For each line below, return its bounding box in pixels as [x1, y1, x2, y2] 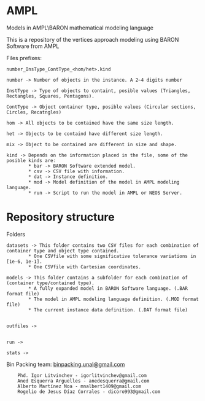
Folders [6, 230, 26, 238]
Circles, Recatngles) [6, 109, 62, 115]
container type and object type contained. [6, 247, 120, 254]
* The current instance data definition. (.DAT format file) [28, 306, 188, 313]
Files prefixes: [6, 54, 42, 61]
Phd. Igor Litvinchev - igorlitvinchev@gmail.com [17, 372, 147, 378]
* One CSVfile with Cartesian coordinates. [28, 263, 141, 270]
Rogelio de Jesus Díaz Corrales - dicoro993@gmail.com [17, 388, 161, 395]
